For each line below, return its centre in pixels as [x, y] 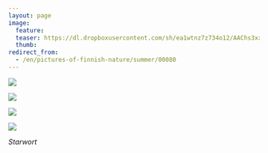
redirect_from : [33, 52]
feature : [30, 30]
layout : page [30, 15]
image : [19, 23]
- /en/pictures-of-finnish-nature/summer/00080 [96, 60]
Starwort [23, 142]
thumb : [26, 45]
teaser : [28, 38]
